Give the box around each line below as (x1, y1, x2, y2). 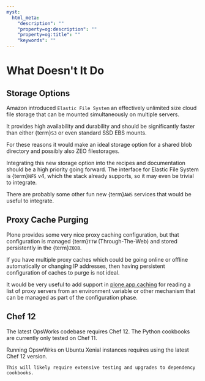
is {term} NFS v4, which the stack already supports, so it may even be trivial (6, 172, 194, 179)
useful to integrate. (6, 197, 54, 204)
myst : (6, 9, 20, 15)
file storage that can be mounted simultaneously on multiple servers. (6, 111, 179, 118)
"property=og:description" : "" (17, 26, 97, 32)
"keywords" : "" (17, 37, 56, 43)
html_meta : (12, 15, 40, 21)
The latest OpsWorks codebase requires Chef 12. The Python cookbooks (6, 328, 190, 335)
